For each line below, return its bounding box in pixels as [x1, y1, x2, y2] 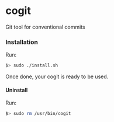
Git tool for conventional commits [5, 23, 85, 30]
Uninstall [5, 86, 28, 93]
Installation [5, 38, 39, 46]
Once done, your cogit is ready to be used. [5, 73, 109, 80]
